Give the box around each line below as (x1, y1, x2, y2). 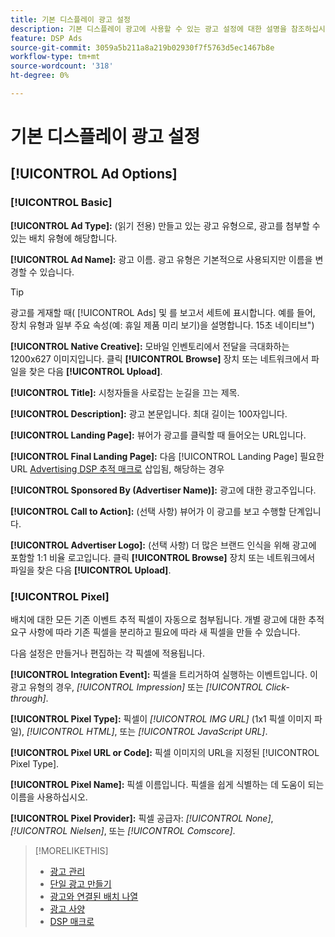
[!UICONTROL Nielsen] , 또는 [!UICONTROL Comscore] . (10, 825, 236, 837)
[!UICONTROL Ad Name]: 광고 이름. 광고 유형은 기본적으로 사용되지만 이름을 (10, 253, 313, 265)
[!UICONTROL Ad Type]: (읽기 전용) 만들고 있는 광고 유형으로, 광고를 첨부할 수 (10, 219, 321, 231)
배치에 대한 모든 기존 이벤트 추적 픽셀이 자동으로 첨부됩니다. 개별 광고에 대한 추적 (10, 614, 325, 626)
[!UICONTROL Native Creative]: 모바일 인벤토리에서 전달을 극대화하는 (10, 340, 290, 352)
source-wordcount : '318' (10, 61, 114, 71)
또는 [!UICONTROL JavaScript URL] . (119, 726, 268, 738)
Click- (265, 681, 290, 693)
